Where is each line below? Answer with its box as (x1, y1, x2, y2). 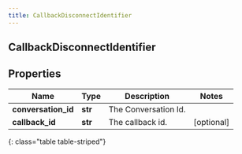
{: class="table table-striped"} (8, 137, 106, 146)
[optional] (192, 116, 230, 127)
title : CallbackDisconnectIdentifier (8, 11, 132, 20)
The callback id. (108, 116, 168, 127)
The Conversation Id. (108, 104, 186, 115)
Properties (8, 68, 61, 81)
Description (125, 90, 170, 101)
